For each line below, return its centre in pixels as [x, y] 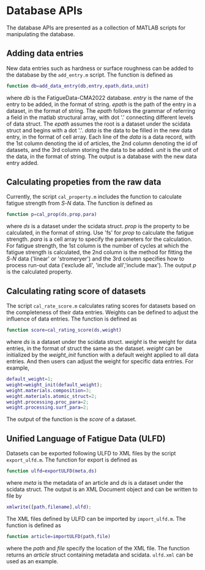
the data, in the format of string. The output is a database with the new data [102, 156]
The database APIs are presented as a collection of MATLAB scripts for [96, 28]
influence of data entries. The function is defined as [72, 319]
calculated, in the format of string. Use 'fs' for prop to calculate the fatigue [100, 233]
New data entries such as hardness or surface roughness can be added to [100, 68]
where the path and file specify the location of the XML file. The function [98, 548]
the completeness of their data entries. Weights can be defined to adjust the [102, 313]
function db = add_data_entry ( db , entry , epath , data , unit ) [78, 86]
